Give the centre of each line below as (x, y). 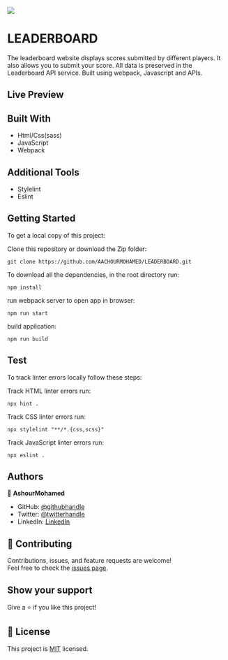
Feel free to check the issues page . (58, 568)
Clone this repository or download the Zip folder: (77, 249)
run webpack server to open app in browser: (71, 300)
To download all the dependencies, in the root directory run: (93, 274)
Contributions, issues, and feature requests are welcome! (90, 561)
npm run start (28, 313)
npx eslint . (26, 455)
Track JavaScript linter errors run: (56, 442)
